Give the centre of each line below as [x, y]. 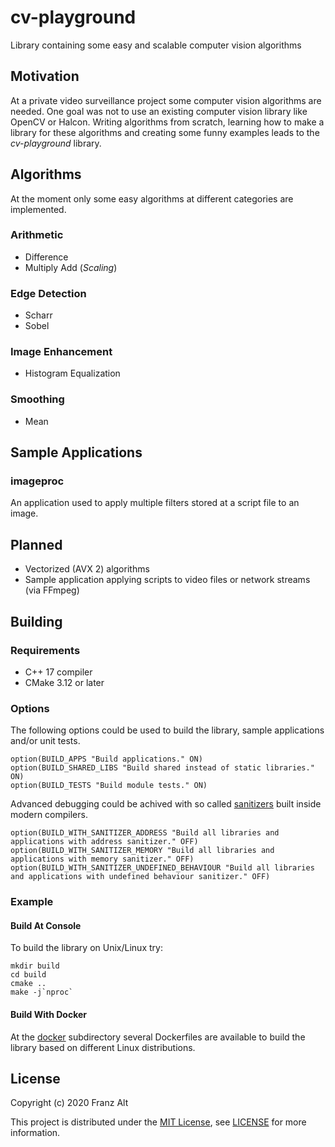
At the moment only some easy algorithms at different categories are [152, 198]
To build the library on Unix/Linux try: [86, 948]
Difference [46, 257]
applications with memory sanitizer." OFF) [102, 859]
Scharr [38, 315]
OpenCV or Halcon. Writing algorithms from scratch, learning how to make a [167, 122]
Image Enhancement [61, 352]
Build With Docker [49, 1014]
